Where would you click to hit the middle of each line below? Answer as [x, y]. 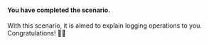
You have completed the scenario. [59, 10]
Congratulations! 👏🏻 [37, 33]
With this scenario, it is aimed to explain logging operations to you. [105, 26]
